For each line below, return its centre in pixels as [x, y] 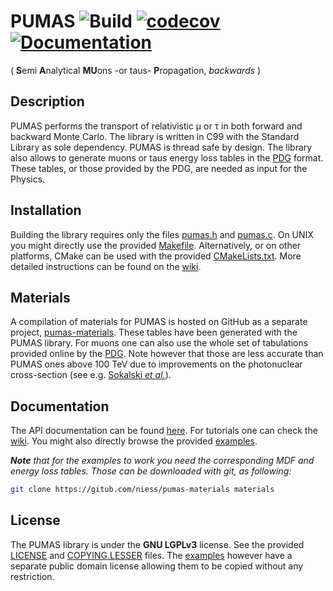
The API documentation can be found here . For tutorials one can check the [164, 431]
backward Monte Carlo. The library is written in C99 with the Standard [155, 136]
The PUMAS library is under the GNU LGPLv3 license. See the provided [157, 544]
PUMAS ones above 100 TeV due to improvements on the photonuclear [156, 364]
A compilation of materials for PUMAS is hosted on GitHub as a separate [159, 322]
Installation [46, 210]
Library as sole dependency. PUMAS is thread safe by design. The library [161, 147]
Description [47, 101]
